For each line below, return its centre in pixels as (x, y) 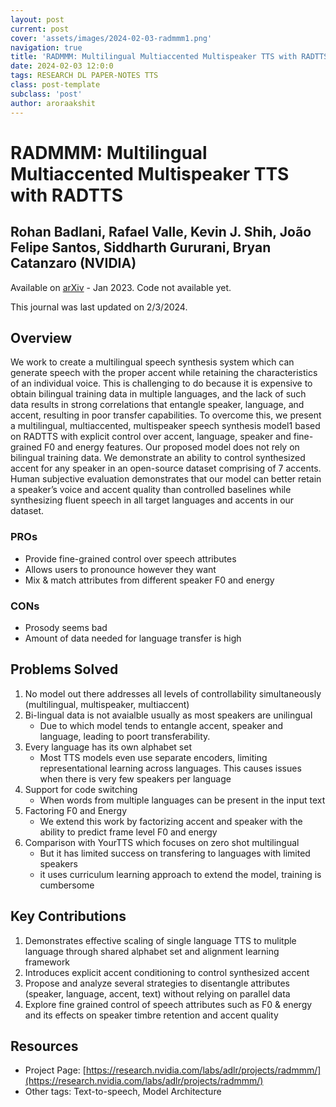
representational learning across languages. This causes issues (170, 768)
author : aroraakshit (53, 103)
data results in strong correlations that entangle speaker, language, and (157, 405)
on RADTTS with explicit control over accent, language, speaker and (151, 437)
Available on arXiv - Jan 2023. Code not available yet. (121, 287)
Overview (41, 337)
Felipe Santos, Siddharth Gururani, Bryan (141, 247)
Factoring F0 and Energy (76, 810)
